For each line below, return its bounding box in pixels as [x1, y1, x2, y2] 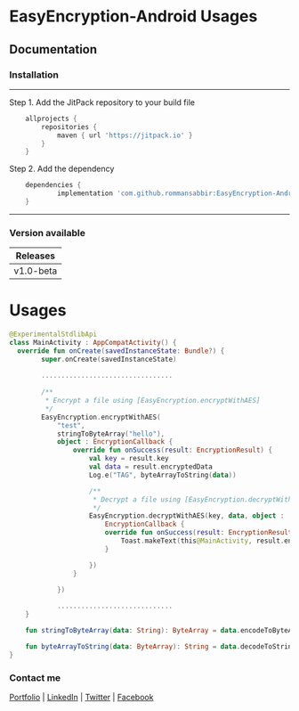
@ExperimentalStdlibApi [9, 330, 98, 339]
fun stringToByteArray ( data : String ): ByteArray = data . [25, 626, 241, 635]
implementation [56, 189, 114, 198]
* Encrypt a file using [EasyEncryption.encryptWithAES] [44, 396, 261, 405]
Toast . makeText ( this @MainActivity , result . [120, 536, 285, 545]
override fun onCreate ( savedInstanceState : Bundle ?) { [17, 346, 225, 355]
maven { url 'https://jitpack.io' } [56, 131, 193, 140]
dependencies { [25, 181, 82, 190]
